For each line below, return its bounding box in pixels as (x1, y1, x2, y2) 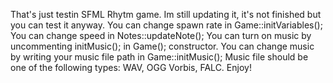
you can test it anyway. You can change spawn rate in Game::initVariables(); (10, 19, 323, 31)
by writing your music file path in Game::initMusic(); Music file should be (10, 51, 309, 63)
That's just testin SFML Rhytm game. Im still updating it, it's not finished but (10, 9, 322, 20)
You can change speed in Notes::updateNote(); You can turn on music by (10, 30, 312, 41)
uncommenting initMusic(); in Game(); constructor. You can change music (10, 40, 315, 52)
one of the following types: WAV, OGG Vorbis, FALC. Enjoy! (10, 62, 252, 73)
